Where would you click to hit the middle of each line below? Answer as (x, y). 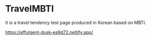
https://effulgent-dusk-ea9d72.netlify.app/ (49, 32)
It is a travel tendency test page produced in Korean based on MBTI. (76, 22)
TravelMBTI (30, 9)
